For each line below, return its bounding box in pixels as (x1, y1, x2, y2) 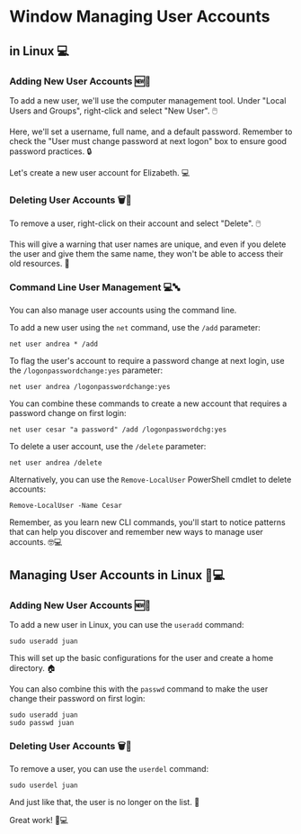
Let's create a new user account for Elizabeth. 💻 (9, 167, 190, 177)
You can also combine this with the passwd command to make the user (9, 684, 269, 694)
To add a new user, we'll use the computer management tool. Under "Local (9, 95, 287, 105)
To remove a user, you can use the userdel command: (9, 764, 209, 775)
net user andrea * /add (9, 340, 99, 349)
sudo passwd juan (9, 719, 75, 728)
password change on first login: (9, 408, 128, 419)
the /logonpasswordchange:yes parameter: (9, 365, 164, 376)
